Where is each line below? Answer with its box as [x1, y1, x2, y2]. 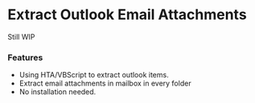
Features [7, 52, 43, 63]
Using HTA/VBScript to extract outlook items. [19, 70, 170, 80]
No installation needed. [19, 87, 97, 97]
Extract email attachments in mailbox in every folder [19, 78, 191, 89]
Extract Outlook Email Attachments [7, 6, 247, 24]
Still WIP [7, 32, 35, 42]
